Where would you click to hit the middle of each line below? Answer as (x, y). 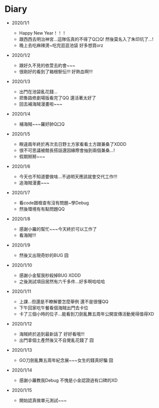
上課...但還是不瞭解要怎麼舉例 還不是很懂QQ (64, 301)
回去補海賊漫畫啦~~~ (41, 104)
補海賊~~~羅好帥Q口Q (42, 124)
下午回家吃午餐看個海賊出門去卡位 (54, 308)
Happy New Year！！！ (43, 33)
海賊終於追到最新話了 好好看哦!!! (52, 334)
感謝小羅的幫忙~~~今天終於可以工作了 (58, 229)
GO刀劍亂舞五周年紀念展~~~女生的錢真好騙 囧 (66, 360)
